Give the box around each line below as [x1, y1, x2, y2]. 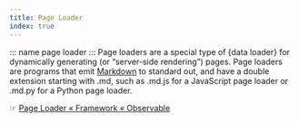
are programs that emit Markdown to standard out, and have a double [9, 65, 270, 77]
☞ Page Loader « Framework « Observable [9, 102, 171, 113]
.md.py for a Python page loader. [9, 85, 133, 96]
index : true [9, 22, 55, 31]
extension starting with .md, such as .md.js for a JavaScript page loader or [9, 75, 289, 86]
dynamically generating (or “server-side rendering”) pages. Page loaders [9, 56, 284, 67]
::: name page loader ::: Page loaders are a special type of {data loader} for [9, 46, 291, 57]
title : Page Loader [9, 13, 84, 23]
